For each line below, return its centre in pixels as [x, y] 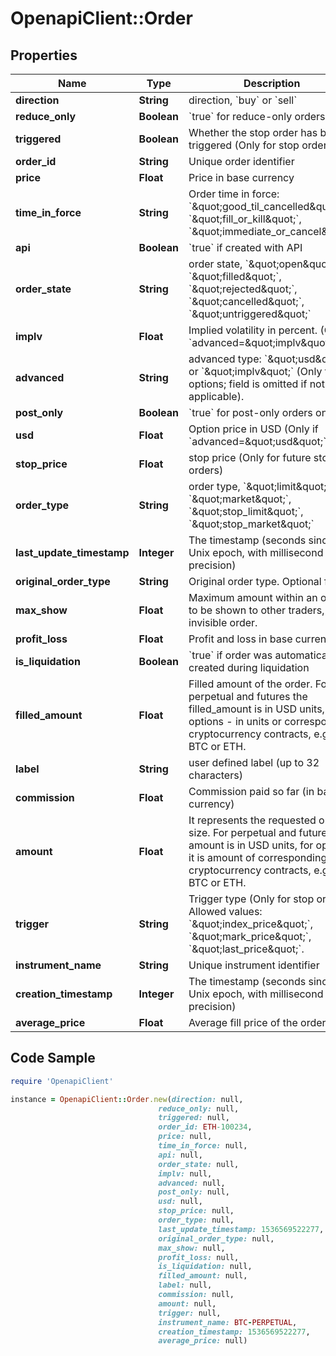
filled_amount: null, [203, 1276]
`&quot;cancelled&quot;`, [246, 301]
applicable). [216, 396]
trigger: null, [190, 1313]
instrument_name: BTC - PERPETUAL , [228, 1322]
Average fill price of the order [257, 1022]
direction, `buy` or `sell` [243, 100]
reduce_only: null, [199, 1108]
